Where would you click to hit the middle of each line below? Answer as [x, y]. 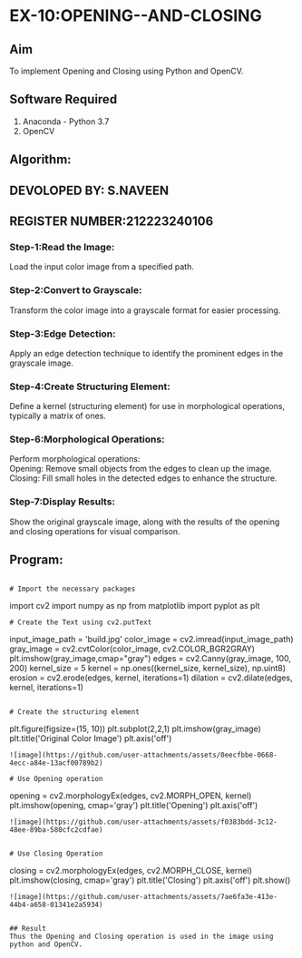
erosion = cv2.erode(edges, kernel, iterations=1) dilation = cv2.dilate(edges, [151, 678]
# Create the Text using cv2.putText [81, 622]
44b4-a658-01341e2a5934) [56, 904]
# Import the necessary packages [73, 589]
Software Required [63, 99]
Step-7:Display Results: [63, 502]
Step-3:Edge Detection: [63, 334]
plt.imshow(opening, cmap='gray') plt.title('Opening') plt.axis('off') [134, 805]
